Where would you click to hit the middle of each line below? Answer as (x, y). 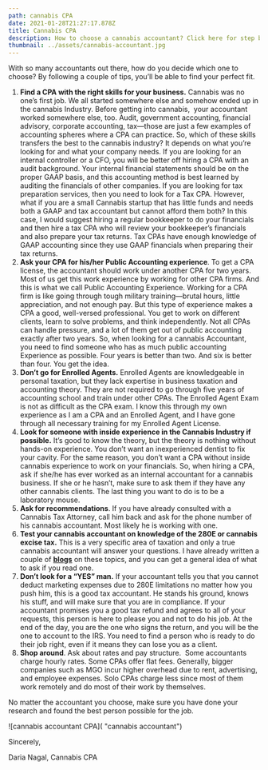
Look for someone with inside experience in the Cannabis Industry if (135, 432)
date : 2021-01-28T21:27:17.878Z (62, 23)
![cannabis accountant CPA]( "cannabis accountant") (95, 726)
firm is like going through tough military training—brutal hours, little (130, 296)
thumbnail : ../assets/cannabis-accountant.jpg (87, 46)
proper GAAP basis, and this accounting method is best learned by (129, 178)
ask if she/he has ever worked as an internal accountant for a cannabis (136, 475)
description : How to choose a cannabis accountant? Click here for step (132, 38)
